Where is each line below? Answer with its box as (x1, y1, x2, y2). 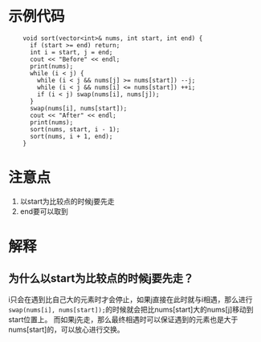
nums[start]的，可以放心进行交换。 (8, 324, 124, 334)
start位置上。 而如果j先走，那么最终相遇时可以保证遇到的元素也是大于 (8, 314, 239, 324)
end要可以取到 (19, 206, 68, 216)
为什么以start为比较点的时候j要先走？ (8, 272, 194, 285)
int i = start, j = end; (29, 48, 113, 56)
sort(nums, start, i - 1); (29, 125, 120, 133)
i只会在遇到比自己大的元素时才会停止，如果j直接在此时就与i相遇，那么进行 (8, 294, 253, 304)
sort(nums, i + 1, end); (29, 132, 113, 140)
